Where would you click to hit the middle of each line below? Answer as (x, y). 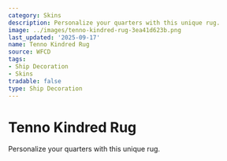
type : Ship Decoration (45, 88)
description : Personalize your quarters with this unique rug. (114, 23)
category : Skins (35, 15)
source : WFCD (30, 52)
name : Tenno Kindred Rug (49, 45)
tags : (17, 60)
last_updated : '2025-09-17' (54, 37)
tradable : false (35, 81)
